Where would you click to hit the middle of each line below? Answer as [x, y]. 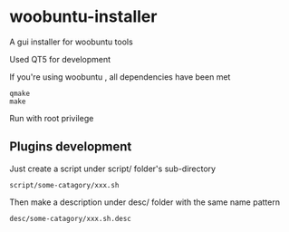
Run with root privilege [52, 118]
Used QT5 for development [60, 59]
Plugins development [71, 147]
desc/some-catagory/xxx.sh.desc [70, 218]
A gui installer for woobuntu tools [71, 42]
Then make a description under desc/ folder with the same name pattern [145, 202]
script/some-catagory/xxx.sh [64, 185]
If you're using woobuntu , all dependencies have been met [120, 77]
